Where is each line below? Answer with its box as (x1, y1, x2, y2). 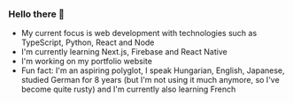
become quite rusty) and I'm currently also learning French (20, 84, 236, 95)
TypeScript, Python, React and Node (20, 37, 155, 48)
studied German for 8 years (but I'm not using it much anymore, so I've (20, 75, 280, 85)
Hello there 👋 (8, 8, 66, 20)
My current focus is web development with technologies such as (20, 28, 258, 39)
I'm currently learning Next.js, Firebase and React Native (20, 47, 227, 57)
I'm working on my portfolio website (20, 56, 152, 67)
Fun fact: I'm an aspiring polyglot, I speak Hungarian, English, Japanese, (20, 65, 285, 76)
